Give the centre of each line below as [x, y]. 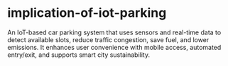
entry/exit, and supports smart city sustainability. [79, 55]
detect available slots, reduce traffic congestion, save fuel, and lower [108, 39]
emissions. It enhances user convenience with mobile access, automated [114, 47]
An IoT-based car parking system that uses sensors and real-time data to [114, 32]
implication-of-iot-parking [87, 13]
